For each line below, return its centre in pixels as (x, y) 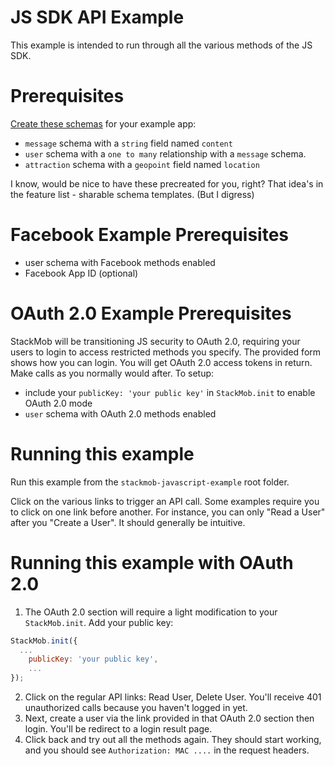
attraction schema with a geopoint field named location (142, 164)
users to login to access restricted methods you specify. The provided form (166, 352)
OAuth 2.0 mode (58, 403)
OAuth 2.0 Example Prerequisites (151, 313)
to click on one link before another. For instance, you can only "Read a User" (168, 512)
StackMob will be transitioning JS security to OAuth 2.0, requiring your (155, 341)
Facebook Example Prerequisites (150, 235)
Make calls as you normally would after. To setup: (112, 373)
